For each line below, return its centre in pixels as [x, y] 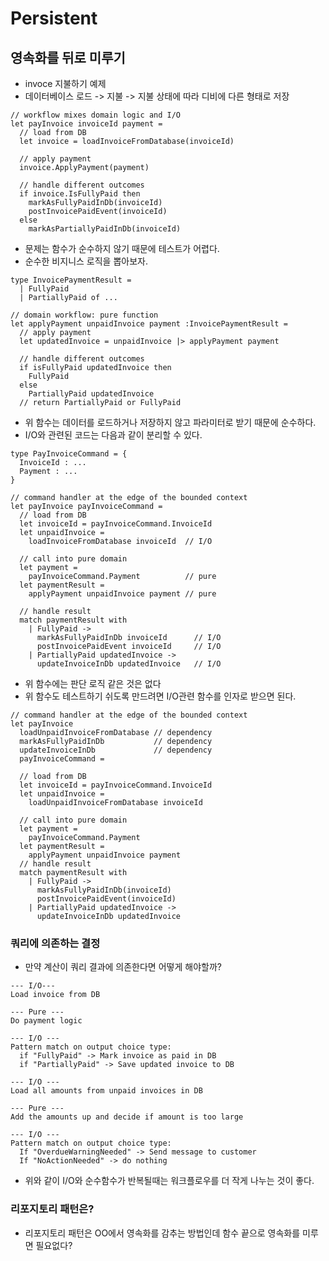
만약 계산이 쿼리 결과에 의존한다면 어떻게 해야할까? [123, 967]
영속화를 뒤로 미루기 [68, 57]
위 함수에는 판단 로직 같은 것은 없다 [93, 683]
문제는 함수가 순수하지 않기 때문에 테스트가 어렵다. [122, 248]
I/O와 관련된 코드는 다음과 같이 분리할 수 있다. [113, 435]
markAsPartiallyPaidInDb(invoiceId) [105, 229]
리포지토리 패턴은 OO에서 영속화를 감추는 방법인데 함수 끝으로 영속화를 [162, 1233]
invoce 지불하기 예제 [65, 83]
